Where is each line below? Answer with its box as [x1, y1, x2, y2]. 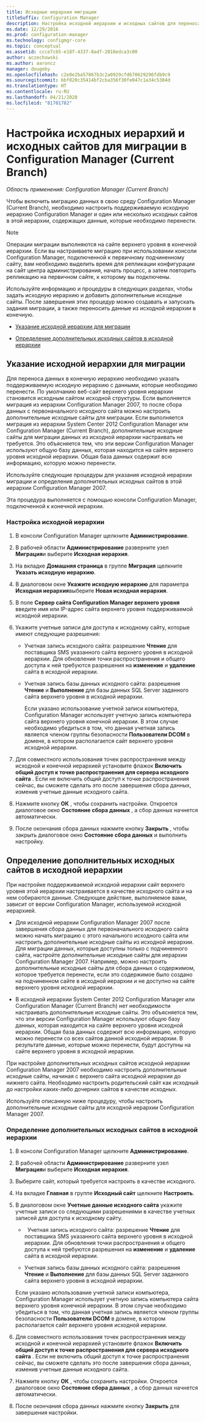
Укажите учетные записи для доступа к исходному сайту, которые [15, 623, 190, 631]
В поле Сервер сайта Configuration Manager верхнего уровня [15, 599, 180, 606]
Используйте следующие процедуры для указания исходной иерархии [6, 472, 192, 479]
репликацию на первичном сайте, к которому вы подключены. [6, 273, 171, 280]
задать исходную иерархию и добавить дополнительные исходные [6, 291, 182, 298]
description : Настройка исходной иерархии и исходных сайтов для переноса [6, 20, 201, 26]
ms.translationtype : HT [6, 83, 67, 89]
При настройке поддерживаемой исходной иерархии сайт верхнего [6, 881, 185, 889]
